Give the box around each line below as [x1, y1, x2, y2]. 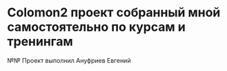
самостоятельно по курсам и [7, 19, 186, 35]
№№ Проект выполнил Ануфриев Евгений [7, 56, 131, 64]
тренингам [7, 34, 74, 49]
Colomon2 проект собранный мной [7, 5, 221, 20]
